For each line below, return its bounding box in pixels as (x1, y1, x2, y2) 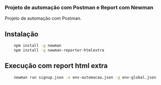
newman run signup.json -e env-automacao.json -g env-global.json (14, 74, 156, 80)
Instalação (5, 29, 39, 38)
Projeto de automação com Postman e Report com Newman (5, 4, 153, 11)
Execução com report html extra (5, 61, 108, 70)
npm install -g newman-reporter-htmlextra (14, 47, 104, 52)
